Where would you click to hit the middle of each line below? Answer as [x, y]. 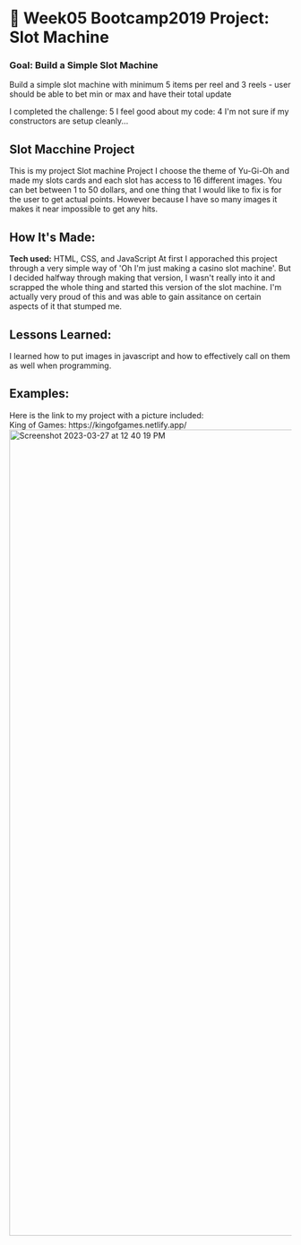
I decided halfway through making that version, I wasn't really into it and [142, 278]
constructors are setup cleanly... [69, 121]
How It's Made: [52, 237]
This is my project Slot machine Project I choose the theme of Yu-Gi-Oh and [149, 171]
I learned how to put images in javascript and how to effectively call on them [150, 356]
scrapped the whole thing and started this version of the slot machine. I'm [146, 288]
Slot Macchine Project [72, 149]
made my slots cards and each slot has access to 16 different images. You [146, 180]
